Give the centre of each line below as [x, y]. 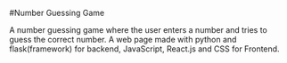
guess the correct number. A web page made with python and [123, 39]
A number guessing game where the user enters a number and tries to [138, 30]
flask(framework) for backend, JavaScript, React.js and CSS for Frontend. [144, 49]
